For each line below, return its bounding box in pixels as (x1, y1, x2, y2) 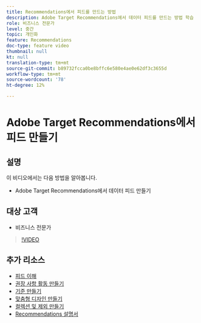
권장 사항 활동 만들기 (15, 280, 64, 287)
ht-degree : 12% (6, 83, 45, 89)
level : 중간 (6, 25, 35, 32)
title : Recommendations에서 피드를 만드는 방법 (6, 8, 117, 15)
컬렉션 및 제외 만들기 (15, 302, 64, 310)
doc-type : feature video (6, 43, 69, 49)
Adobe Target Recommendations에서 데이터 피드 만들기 (15, 187, 151, 194)
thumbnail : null (6, 49, 47, 55)
